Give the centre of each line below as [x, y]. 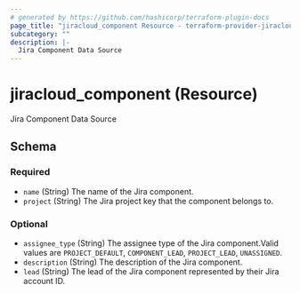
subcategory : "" [40, 34]
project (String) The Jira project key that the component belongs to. [148, 201]
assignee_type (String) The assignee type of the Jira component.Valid [151, 243]
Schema [33, 147]
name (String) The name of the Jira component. [108, 191]
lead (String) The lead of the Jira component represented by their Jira [151, 272]
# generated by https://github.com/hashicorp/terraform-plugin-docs [140, 17]
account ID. [44, 281]
